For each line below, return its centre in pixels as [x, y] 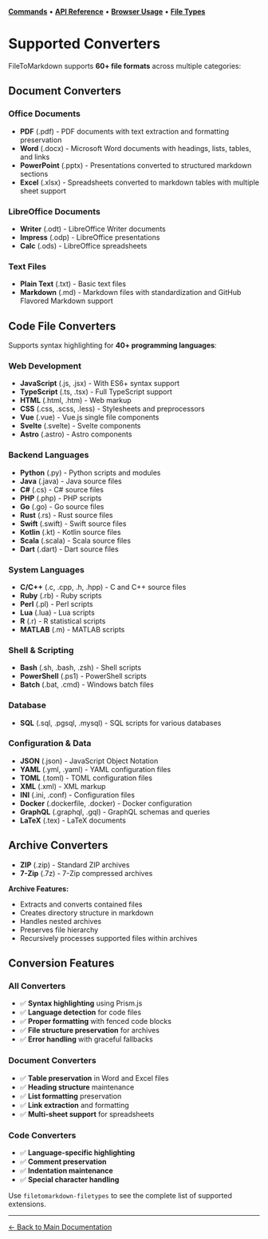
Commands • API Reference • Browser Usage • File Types [107, 12]
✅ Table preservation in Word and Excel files [94, 1078]
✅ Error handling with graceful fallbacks [86, 1039]
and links [35, 157]
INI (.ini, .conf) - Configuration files [77, 795]
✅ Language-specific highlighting [77, 1152]
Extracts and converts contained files [81, 904]
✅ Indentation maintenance [66, 1170]
